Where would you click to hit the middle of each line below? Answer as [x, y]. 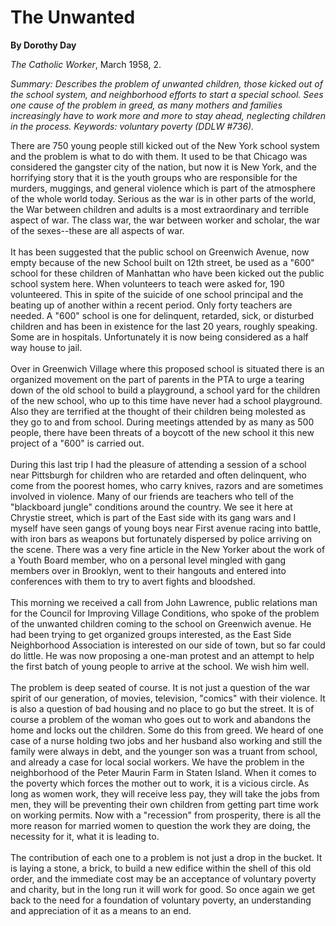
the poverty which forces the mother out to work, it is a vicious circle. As [160, 783]
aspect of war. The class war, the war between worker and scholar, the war [165, 220]
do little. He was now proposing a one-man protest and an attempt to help [162, 655]
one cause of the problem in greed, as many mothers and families [146, 105]
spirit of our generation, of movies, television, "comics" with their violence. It [168, 698]
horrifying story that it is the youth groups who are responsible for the [154, 177]
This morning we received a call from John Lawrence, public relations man [164, 602]
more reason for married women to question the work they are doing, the [160, 825]
